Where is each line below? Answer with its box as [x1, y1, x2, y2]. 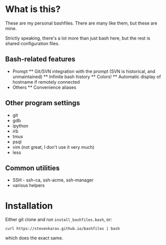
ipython [12, 123, 29, 129]
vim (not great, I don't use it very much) [12, 144, 95, 150]
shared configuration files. [5, 40, 60, 46]
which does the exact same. [5, 235, 64, 241]
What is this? [5, 4, 61, 15]
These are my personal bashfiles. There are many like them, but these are [5, 20, 157, 26]
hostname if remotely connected [12, 79, 80, 85]
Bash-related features [5, 55, 76, 64]
